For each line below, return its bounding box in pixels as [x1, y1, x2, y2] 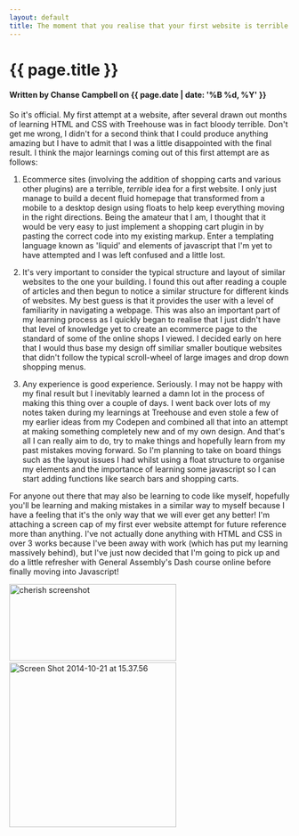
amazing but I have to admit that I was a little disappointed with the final [9, 137, 272, 148]
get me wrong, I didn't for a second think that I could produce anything [9, 128, 269, 139]
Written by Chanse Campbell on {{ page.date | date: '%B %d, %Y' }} [9, 90, 267, 101]
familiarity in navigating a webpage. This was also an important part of [21, 304, 280, 315]
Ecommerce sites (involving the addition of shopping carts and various [21, 174, 282, 184]
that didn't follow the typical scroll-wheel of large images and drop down [21, 352, 289, 362]
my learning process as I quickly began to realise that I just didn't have [21, 313, 281, 325]
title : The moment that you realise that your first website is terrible [9, 21, 289, 30]
